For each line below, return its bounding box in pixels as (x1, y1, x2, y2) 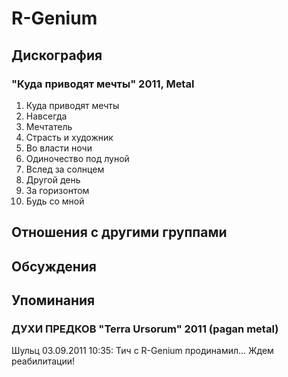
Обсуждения (11, 258, 97, 275)
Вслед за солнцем (25, 163, 105, 175)
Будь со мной (25, 195, 85, 207)
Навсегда (25, 110, 68, 122)
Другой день (25, 173, 81, 186)
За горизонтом (25, 184, 90, 196)
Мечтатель (25, 120, 73, 132)
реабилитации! (11, 355, 75, 367)
